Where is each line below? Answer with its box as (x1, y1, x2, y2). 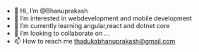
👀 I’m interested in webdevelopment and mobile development (13, 14, 193, 22)
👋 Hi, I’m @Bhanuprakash (13, 7, 88, 15)
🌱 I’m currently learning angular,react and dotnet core (13, 22, 170, 30)
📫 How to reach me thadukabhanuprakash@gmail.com (13, 37, 176, 45)
